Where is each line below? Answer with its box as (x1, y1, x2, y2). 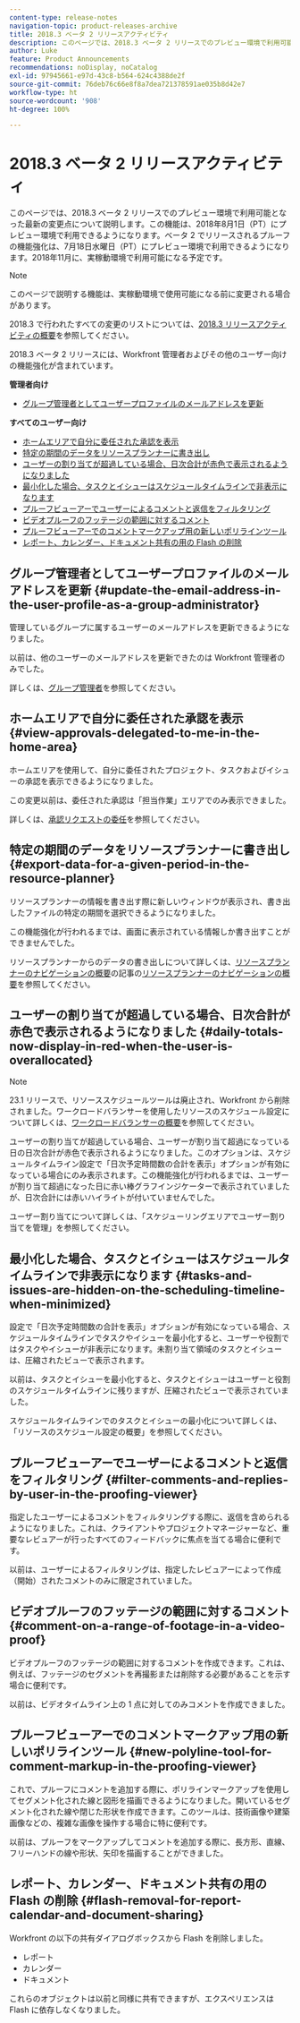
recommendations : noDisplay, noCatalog (9, 64, 158, 73)
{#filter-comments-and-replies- (105, 1472, 288, 1487)
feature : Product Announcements (9, 55, 129, 64)
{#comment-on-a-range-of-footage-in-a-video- (9, 1618, 286, 1634)
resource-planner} (9, 871, 116, 886)
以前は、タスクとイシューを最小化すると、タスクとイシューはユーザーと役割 (9, 1374, 291, 1385)
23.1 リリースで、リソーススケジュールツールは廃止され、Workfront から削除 (9, 1095, 290, 1105)
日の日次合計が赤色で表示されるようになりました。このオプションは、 (9, 1148, 268, 1158)
